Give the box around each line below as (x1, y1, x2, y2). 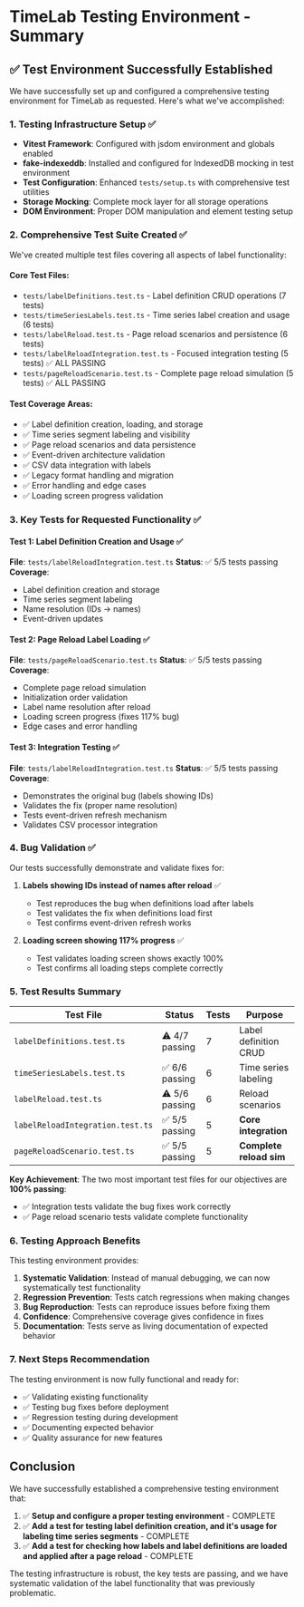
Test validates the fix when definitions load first (35, 907, 213, 918)
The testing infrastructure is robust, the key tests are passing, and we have (9, 1568, 289, 1579)
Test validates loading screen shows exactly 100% (35, 953, 224, 963)
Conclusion (9, 1459, 76, 1475)
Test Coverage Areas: (9, 399, 93, 410)
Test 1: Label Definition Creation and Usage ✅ (9, 536, 184, 547)
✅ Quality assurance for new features (22, 1432, 163, 1443)
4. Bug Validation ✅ (9, 841, 97, 854)
